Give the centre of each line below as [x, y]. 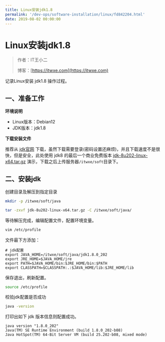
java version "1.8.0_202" [32, 326]
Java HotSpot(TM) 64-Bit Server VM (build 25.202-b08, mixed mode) [76, 335]
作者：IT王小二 [32, 60]
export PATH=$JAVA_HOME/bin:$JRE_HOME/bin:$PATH [56, 263]
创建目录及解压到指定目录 [31, 192]
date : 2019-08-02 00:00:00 [33, 19]
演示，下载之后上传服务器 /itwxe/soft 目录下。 [74, 162]
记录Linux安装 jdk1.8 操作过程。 [37, 81]
